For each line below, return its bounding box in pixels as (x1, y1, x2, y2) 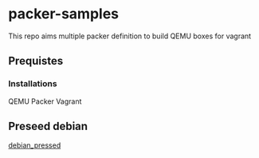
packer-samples (8, 5, 120, 23)
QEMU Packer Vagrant (8, 97, 82, 106)
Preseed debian (8, 120, 88, 133)
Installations (8, 78, 57, 89)
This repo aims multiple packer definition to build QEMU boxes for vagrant (8, 31, 252, 41)
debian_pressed (8, 140, 61, 150)
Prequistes (8, 54, 64, 68)
